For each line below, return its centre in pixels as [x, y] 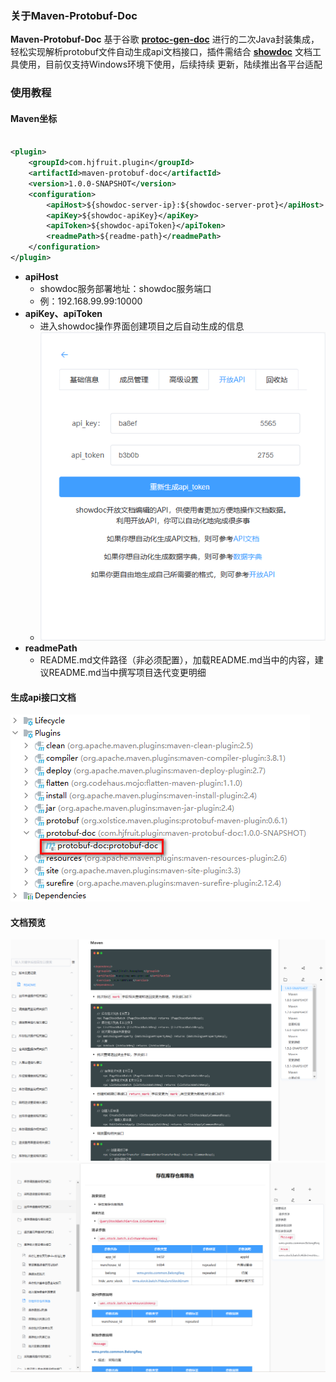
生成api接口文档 [43, 697]
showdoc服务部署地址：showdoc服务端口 [125, 288]
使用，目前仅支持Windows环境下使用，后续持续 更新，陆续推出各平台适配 [170, 64]
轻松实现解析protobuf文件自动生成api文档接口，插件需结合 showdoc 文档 [161, 52]
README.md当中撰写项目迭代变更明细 [127, 673]
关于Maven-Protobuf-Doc [74, 15]
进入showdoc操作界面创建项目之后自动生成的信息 [142, 326]
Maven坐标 [34, 118]
